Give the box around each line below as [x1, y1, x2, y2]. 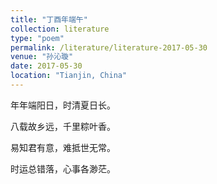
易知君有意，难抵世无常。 [10, 141, 116, 153]
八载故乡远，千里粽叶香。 [10, 120, 116, 132]
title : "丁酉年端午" [10, 14, 88, 25]
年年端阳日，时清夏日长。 [10, 99, 116, 111]
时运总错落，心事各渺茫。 [10, 162, 116, 175]
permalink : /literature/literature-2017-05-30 [10, 42, 208, 53]
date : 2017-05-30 [10, 61, 83, 71]
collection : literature [10, 24, 110, 34]
